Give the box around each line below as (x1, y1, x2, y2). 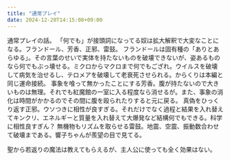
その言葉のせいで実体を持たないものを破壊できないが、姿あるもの (34, 53, 221, 62)
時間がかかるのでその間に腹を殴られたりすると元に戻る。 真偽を (19, 96, 201, 104)
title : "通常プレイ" (7, 10, 60, 17)
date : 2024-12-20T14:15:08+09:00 (7, 16, 103, 23)
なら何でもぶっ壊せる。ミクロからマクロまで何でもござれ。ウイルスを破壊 (7, 62, 218, 70)
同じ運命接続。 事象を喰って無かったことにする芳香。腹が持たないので (7, 79, 207, 87)
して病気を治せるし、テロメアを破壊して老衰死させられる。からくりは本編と (7, 70, 224, 79)
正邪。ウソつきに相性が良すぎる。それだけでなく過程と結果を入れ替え (25, 104, 224, 113)
